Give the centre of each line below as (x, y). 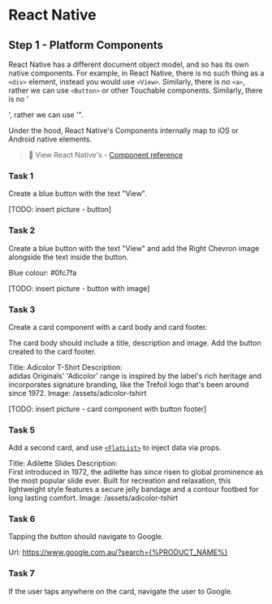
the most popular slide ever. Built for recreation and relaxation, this (120, 480)
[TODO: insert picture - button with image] (79, 288)
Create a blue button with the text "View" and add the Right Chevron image (134, 248)
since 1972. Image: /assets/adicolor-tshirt (78, 393)
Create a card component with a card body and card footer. (108, 327)
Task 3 (22, 309)
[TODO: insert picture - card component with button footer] (108, 409)
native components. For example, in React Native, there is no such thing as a (136, 73)
